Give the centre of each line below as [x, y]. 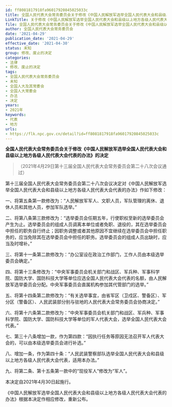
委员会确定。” [19, 261]
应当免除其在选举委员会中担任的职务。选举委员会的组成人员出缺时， [90, 237]
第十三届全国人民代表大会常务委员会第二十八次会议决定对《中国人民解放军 [84, 184]
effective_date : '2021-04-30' [38, 44]
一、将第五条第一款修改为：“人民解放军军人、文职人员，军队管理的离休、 [83, 201]
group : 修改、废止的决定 [29, 53]
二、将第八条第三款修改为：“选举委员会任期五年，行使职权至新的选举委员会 [85, 218]
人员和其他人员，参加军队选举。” [43, 207]
